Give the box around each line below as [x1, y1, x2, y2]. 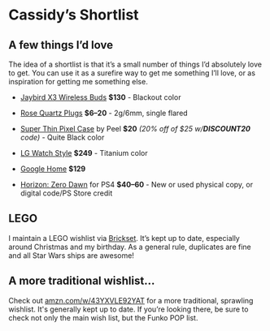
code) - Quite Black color [20, 132, 105, 142]
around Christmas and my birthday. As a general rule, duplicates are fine [8, 242, 251, 251]
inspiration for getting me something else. [8, 77, 148, 86]
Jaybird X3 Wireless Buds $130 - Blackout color [20, 92, 181, 102]
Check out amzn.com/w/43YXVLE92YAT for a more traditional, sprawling [8, 295, 254, 305]
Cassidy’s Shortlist [8, 6, 140, 24]
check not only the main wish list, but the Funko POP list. [8, 312, 198, 322]
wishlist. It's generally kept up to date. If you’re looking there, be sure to [8, 304, 249, 314]
